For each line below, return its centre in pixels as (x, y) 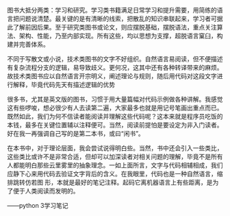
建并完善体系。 (28, 44)
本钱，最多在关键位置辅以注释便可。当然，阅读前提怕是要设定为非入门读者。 (115, 125)
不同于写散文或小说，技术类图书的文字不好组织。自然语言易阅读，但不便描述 (115, 59)
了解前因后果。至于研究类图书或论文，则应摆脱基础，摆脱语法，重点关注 (115, 27)
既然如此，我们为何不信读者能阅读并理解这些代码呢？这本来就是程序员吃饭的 (115, 116)
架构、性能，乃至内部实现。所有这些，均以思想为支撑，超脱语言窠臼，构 (121, 36)
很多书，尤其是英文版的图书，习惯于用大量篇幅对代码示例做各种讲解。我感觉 (115, 99)
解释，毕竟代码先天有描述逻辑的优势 (64, 85)
